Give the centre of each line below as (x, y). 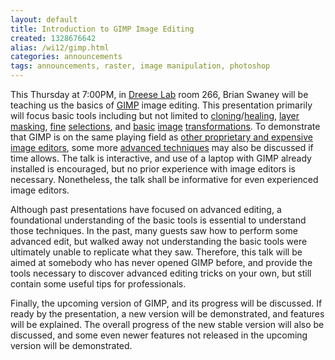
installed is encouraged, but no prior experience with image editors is (153, 169)
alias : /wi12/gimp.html (60, 47)
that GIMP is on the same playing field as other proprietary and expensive (161, 137)
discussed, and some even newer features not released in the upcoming (159, 335)
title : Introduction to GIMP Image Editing (102, 29)
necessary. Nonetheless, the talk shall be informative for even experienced (164, 179)
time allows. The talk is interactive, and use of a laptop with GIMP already (161, 158)
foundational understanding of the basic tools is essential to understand (158, 220)
